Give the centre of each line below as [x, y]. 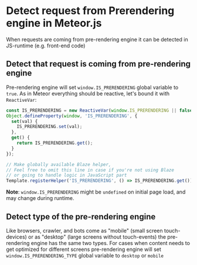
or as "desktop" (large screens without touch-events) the [97, 237]
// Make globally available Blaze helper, [59, 164]
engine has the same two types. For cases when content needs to [111, 243]
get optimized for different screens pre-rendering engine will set [84, 249]
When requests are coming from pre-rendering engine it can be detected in [97, 39]
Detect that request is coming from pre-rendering [98, 64]
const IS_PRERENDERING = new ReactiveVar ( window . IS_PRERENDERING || [91, 110]
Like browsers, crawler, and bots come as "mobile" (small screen [84, 230]
